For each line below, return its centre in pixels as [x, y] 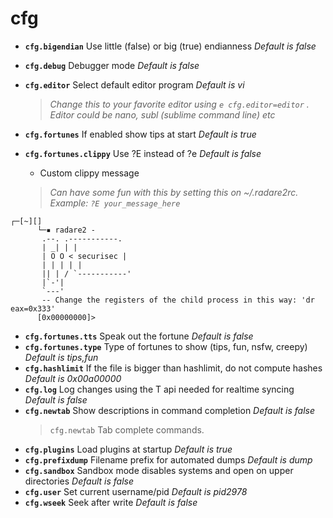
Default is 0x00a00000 [73, 378]
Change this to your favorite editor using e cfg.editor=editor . [179, 104]
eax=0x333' [33, 308]
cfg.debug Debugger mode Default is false [112, 65]
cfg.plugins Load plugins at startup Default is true [128, 449]
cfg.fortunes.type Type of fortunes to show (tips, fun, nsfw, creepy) [166, 346]
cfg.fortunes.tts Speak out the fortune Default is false [139, 336]
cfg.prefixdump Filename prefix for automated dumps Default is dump [168, 459]
